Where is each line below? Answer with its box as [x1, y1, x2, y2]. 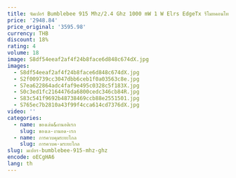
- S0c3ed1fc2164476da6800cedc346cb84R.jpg [13, 88, 140, 95]
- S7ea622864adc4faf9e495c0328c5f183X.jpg [13, 82, 140, 89]
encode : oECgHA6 [7, 153, 55, 161]
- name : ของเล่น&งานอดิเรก [13, 121, 77, 128]
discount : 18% [7, 36, 49, 43]
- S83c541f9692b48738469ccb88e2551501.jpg [13, 95, 140, 102]
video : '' [7, 108, 37, 115]
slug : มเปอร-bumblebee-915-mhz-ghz [7, 147, 108, 154]
